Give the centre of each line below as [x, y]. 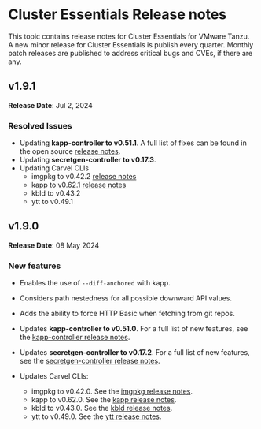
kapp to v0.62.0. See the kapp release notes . [104, 400]
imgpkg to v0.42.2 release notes [84, 177]
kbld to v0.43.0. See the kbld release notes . [102, 408]
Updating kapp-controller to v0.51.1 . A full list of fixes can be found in [133, 143]
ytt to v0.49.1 [52, 202]
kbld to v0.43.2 [56, 193]
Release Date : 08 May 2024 [54, 245]
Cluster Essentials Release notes [118, 15]
